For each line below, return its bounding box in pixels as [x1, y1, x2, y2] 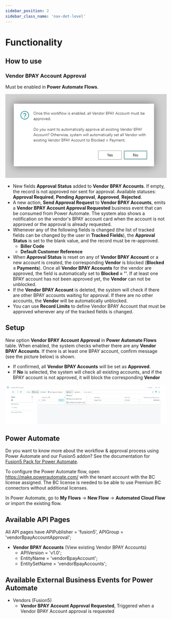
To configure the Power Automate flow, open [5, 468, 100, 475]
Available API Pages [5, 515, 71, 524]
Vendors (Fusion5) [12, 597, 52, 604]
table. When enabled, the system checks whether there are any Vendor [5, 342, 156, 349]
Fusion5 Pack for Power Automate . [5, 459, 78, 465]
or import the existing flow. [5, 500, 62, 507]
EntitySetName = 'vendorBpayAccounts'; [20, 560, 107, 567]
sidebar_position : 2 [5, 8, 50, 13]
